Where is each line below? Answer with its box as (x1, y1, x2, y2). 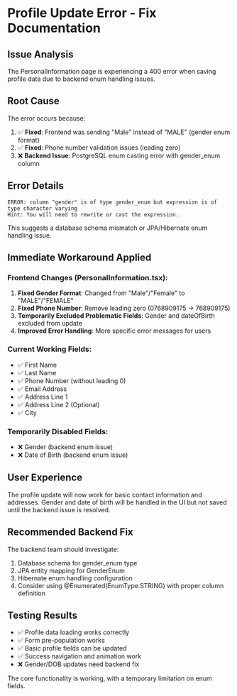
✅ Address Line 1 (17, 392, 68, 401)
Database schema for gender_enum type (17, 558, 138, 567)
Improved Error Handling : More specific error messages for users (17, 326, 211, 335)
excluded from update (17, 319, 83, 328)
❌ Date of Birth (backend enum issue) (17, 451, 128, 459)
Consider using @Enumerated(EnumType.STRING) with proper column (17, 581, 224, 590)
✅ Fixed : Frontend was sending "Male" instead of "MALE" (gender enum (17, 128, 231, 136)
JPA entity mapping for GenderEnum (17, 566, 126, 575)
